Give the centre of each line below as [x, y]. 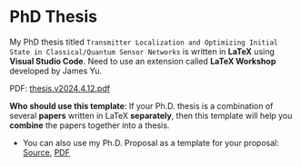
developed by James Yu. [56, 71]
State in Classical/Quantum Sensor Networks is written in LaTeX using [142, 51]
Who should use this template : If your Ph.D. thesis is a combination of [141, 105]
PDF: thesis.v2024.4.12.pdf [60, 88]
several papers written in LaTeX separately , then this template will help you [151, 115]
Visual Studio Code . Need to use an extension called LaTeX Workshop [143, 61]
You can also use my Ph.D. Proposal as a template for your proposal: [150, 142]
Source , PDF [46, 152]
